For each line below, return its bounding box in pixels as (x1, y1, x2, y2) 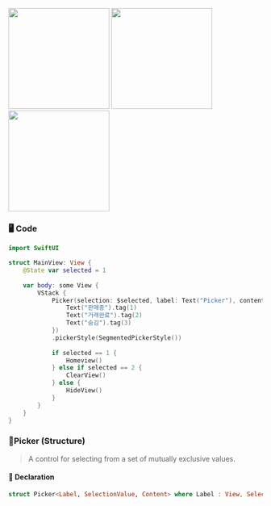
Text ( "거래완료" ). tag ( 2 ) (65, 312, 143, 320)
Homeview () (65, 356, 103, 365)
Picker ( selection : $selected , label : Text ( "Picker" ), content (51, 296, 265, 304)
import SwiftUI (8, 245, 60, 253)
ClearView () (65, 371, 106, 379)
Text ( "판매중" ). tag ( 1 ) (65, 303, 137, 312)
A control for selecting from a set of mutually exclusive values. (27, 454, 236, 463)
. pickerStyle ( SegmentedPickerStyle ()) (51, 333, 182, 342)
